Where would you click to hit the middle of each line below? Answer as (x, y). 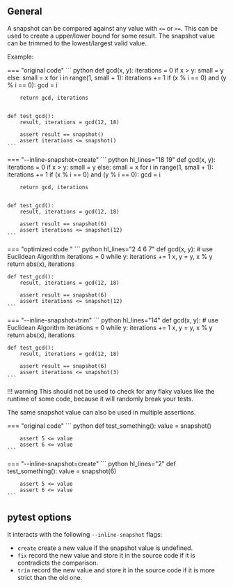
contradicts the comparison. (58, 563)
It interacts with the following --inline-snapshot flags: (85, 534)
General (25, 12)
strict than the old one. (50, 577)
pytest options (39, 518)
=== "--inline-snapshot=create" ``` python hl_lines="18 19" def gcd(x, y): (111, 159)
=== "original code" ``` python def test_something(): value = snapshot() (110, 426)
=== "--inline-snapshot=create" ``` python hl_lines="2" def (91, 463)
